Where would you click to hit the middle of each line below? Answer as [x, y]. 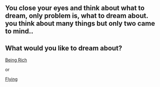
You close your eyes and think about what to [75, 8]
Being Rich [16, 60]
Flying [11, 79]
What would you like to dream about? [64, 48]
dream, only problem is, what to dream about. [77, 16]
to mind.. [19, 31]
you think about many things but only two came [80, 23]
